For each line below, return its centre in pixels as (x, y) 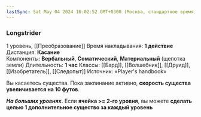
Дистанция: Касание (33, 52)
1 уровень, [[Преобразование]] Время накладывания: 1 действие (90, 46)
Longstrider (24, 32)
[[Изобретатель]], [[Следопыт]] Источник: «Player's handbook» (86, 71)
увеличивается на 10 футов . (43, 89)
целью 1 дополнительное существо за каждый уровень (80, 107)
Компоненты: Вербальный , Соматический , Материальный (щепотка (96, 58)
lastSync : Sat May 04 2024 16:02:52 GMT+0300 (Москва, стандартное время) (101, 12)
